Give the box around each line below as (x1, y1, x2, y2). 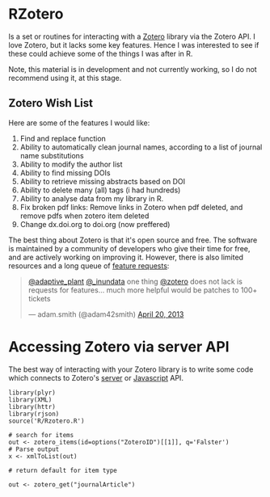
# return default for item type (8, 466, 117, 474)
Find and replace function (19, 133, 107, 143)
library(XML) (8, 395, 53, 404)
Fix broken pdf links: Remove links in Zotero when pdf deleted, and (19, 202, 243, 212)
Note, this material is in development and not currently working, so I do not (8, 64, 257, 74)
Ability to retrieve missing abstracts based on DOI (19, 176, 186, 186)
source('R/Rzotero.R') (8, 417, 85, 425)
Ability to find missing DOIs (19, 167, 111, 178)
